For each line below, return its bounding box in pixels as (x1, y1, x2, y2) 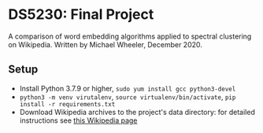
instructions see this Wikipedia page (19, 116, 138, 125)
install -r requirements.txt (19, 100, 116, 108)
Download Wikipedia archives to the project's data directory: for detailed (19, 107, 256, 116)
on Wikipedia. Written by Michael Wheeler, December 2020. (8, 39, 203, 49)
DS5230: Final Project (8, 6, 154, 24)
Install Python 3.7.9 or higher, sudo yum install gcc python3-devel (19, 83, 236, 93)
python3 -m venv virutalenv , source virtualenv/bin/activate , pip (19, 92, 236, 102)
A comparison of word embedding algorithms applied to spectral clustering (8, 31, 252, 41)
